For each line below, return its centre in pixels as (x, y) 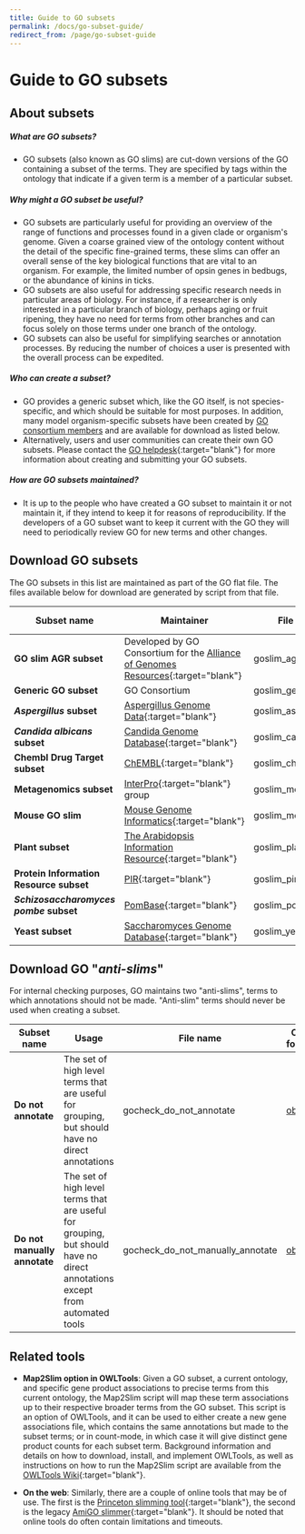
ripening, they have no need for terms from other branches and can (148, 318)
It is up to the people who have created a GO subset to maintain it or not (157, 503)
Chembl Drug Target (59, 757)
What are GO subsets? (53, 136)
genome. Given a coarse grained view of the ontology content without (153, 241)
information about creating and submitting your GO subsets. (135, 459)
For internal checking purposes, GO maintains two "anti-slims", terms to (144, 991)
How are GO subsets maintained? (74, 480)
